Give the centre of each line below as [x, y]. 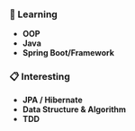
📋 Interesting [40, 77]
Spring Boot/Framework [68, 53]
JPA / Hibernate [52, 100]
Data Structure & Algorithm [74, 109]
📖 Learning [34, 14]
